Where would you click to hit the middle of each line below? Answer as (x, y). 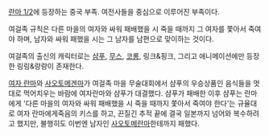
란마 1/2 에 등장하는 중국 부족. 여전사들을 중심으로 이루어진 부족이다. (114, 12)
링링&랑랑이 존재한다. (50, 66)
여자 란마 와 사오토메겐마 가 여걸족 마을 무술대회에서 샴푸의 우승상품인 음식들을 (130, 83)
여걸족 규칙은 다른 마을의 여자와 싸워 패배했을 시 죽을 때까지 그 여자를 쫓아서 (128, 29)
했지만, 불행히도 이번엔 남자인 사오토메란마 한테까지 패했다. (108, 124)
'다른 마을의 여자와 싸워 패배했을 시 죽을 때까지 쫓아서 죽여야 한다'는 (129, 103)
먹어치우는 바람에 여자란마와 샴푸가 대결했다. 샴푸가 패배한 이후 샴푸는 (133, 93)
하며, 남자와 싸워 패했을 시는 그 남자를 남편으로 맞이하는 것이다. (116, 39)
